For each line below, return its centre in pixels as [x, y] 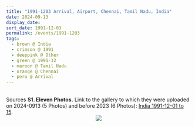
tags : [13, 39]
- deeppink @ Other [35, 55]
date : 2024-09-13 [27, 17]
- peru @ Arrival [33, 77]
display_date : [23, 22]
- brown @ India [31, 44]
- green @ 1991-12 [34, 60]
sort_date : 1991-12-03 [34, 28]
